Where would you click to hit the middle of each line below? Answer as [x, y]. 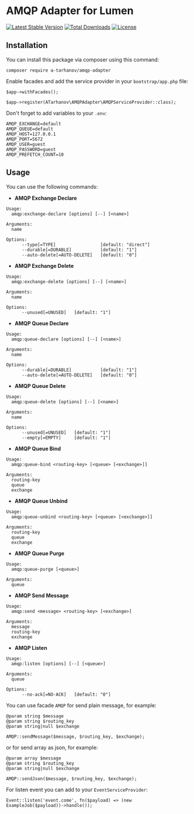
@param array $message [34, 758]
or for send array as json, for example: [52, 747]
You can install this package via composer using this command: [83, 59]
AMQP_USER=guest [26, 144]
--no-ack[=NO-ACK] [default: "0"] [66, 694]
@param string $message [35, 716]
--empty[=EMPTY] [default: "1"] [66, 438]
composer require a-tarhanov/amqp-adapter [58, 70]
